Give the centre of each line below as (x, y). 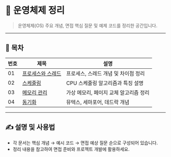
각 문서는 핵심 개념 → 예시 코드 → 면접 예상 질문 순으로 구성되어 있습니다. (85, 143)
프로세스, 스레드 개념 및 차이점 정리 (105, 73)
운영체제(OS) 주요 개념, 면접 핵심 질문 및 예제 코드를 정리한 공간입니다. (88, 25)
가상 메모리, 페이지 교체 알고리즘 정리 (108, 92)
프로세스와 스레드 (42, 73)
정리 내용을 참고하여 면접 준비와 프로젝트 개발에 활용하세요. (71, 149)
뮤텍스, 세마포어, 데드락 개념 (98, 102)
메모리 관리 (35, 92)
